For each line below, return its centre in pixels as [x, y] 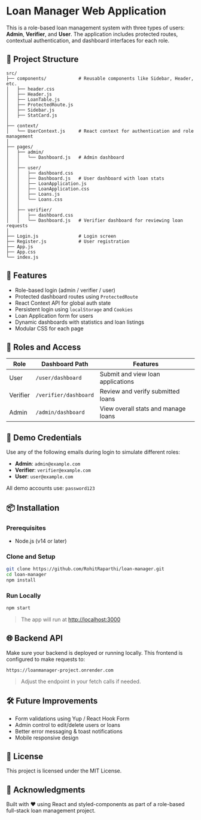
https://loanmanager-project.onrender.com [60, 670]
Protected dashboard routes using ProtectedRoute [77, 296]
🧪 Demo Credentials [44, 438]
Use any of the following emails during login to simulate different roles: [93, 452]
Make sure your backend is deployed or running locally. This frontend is [95, 652]
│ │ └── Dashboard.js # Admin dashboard [65, 157]
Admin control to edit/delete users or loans [68, 724]
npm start [19, 608]
